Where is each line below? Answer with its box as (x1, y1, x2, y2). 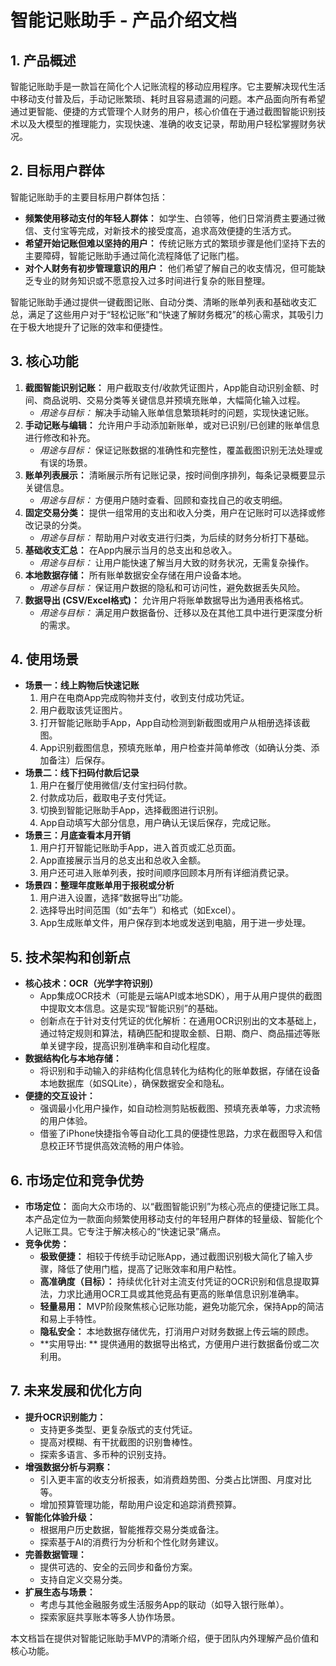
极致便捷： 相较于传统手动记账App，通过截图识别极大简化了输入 (39, 1251, 305, 1263)
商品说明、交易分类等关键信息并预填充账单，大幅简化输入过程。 (42, 394, 306, 406)
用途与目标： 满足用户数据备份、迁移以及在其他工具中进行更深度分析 (39, 606, 323, 618)
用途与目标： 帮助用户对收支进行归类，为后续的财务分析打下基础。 (39, 531, 315, 543)
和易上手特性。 (39, 1313, 102, 1325)
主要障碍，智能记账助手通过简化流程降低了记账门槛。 (24, 249, 245, 261)
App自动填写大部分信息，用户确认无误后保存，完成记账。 (39, 817, 277, 829)
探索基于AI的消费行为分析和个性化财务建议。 (39, 1536, 225, 1548)
